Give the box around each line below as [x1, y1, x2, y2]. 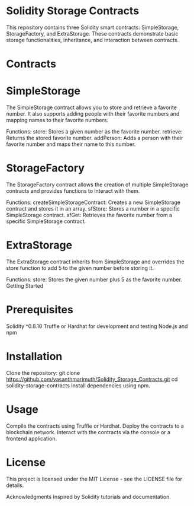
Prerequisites [6, 303, 74, 317]
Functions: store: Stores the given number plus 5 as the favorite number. [6, 276, 182, 283]
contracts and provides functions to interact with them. [6, 187, 140, 194]
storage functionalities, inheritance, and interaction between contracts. [6, 36, 179, 43]
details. [6, 482, 24, 489]
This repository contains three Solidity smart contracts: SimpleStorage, [6, 24, 179, 31]
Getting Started [6, 282, 44, 289]
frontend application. [6, 435, 57, 442]
